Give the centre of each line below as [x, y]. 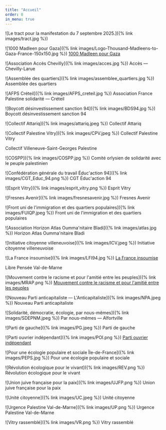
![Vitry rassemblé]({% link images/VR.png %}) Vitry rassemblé [69, 422]
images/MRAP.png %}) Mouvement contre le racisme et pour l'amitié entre [82, 283]
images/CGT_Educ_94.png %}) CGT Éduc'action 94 [58, 178]
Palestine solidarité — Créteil [35, 99]
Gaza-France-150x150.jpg [32, 54]
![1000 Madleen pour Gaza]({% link [41, 49]
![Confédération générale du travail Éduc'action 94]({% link [66, 173]
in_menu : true [20, 19]
